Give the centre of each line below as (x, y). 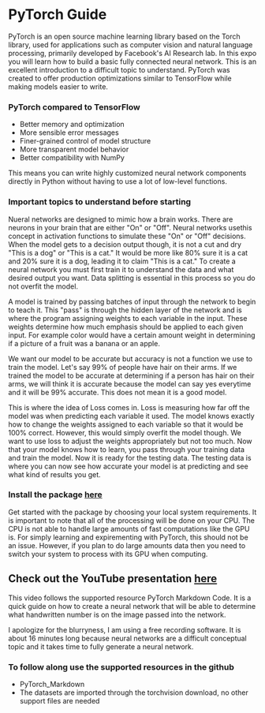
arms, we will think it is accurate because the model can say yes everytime (130, 383)
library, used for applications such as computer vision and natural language (131, 44)
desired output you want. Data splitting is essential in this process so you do (132, 278)
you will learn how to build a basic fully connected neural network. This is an (132, 62)
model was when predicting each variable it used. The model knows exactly (131, 416)
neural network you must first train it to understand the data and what (121, 269)
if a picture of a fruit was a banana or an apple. (84, 343)
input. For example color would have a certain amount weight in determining (132, 335)
